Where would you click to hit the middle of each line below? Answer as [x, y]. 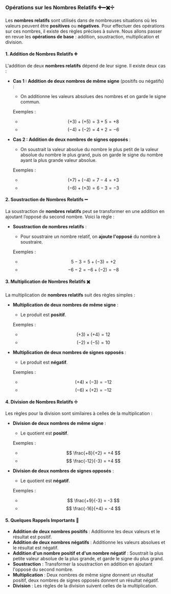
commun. [30, 102]
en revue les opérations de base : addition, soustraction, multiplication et [82, 37]
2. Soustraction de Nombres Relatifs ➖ [47, 200]
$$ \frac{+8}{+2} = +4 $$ [93, 453]
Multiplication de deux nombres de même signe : [66, 304]
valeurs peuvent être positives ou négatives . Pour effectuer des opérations [85, 26]
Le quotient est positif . [44, 433]
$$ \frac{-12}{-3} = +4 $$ [93, 461]
